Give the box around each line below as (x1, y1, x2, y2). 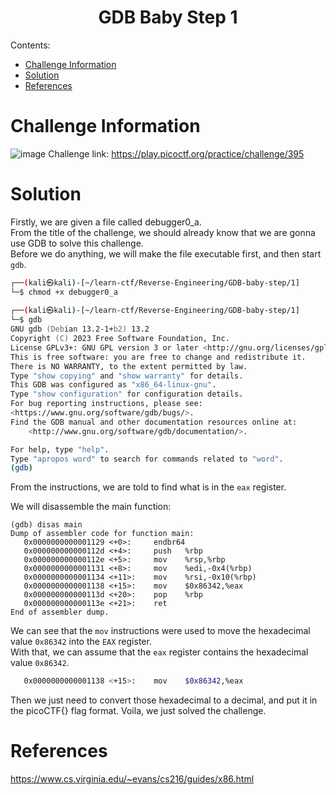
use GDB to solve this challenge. (10, 237, 144, 249)
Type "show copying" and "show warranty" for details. (10, 371, 244, 381)
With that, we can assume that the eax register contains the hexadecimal (10, 646, 309, 658)
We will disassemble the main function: (10, 501, 172, 513)
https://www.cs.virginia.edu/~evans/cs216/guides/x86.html (10, 773, 255, 785)
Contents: (10, 39, 51, 51)
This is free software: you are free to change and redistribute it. (10, 352, 307, 362)
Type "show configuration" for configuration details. (10, 389, 244, 400)
